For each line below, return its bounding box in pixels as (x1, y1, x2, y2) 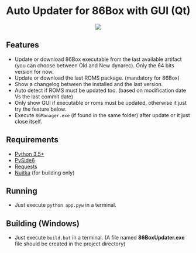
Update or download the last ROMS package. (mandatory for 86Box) (14, 74, 180, 81)
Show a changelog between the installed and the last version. (14, 80, 163, 87)
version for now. (14, 68, 54, 75)
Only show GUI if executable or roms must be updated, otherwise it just (14, 99, 187, 106)
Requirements (6, 135, 59, 145)
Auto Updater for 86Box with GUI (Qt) (6, 4, 191, 18)
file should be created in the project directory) (14, 240, 126, 247)
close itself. (14, 118, 43, 125)
